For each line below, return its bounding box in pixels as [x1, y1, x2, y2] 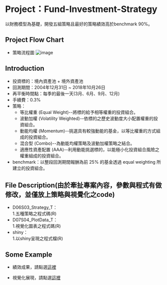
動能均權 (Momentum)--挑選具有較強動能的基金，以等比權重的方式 [19, 128, 157, 134]
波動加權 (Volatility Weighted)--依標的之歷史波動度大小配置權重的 [19, 115, 154, 121]
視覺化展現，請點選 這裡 [12, 275, 61, 281]
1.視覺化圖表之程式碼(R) [12, 223, 61, 229]
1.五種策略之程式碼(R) [12, 211, 57, 217]
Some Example [5, 250, 52, 259]
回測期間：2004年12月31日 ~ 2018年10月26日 [12, 84, 106, 90]
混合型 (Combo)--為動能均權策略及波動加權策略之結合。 [19, 140, 135, 146]
